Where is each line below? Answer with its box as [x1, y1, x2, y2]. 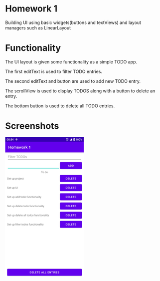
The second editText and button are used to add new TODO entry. [5, 78, 141, 84]
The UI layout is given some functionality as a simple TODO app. [5, 58, 138, 65]
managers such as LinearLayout [5, 24, 71, 30]
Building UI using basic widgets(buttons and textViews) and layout [5, 19, 141, 25]
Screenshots [5, 120, 59, 132]
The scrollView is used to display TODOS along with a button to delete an [5, 88, 156, 94]
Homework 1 [5, 3, 58, 14]
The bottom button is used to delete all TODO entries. [5, 103, 115, 109]
